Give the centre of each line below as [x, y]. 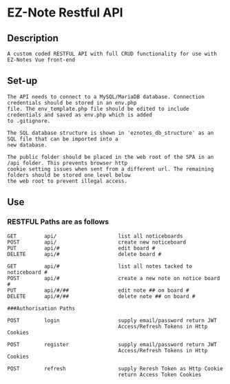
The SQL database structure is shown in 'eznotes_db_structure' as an [111, 133]
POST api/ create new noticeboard [97, 242]
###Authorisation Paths [41, 308]
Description [33, 38]
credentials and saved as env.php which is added [80, 115]
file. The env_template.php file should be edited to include [98, 109]
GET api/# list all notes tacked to [100, 266]
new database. [28, 145]
